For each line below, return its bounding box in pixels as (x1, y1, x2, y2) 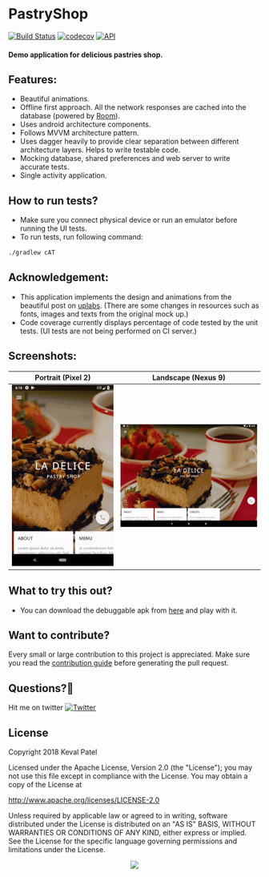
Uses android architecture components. (19, 119, 151, 129)
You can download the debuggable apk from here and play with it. (19, 605, 238, 615)
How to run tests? (8, 194, 98, 207)
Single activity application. (19, 171, 107, 180)
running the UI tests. (19, 223, 88, 233)
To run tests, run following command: (19, 232, 143, 242)
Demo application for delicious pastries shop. (8, 50, 163, 59)
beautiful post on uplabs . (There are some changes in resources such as (19, 300, 259, 310)
